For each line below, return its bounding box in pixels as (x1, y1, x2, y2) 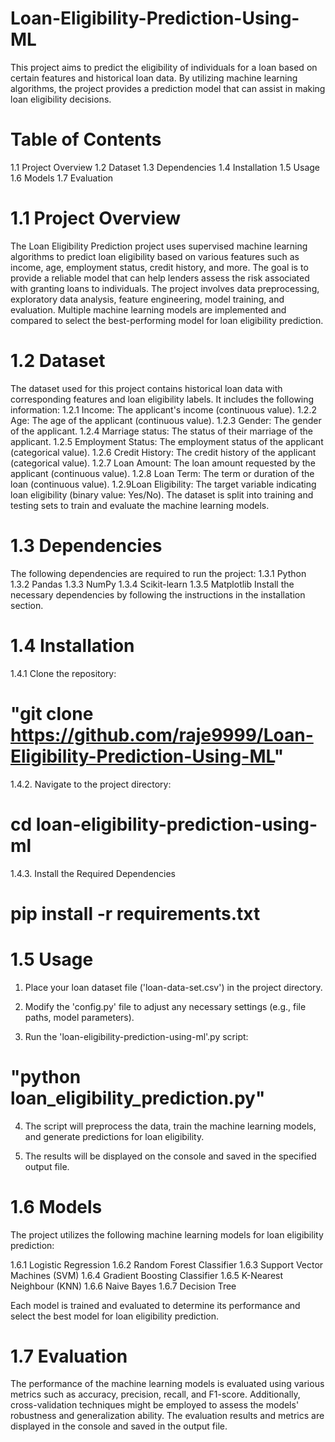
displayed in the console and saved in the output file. (10, 1420, 228, 1432)
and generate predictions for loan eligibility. (24, 1130, 205, 1142)
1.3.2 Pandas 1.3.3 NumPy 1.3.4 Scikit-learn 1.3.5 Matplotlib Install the (10, 578, 295, 590)
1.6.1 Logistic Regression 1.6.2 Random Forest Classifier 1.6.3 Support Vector (10, 1258, 324, 1271)
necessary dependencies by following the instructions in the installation (10, 588, 306, 601)
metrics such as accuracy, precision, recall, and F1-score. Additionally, (10, 1388, 301, 1401)
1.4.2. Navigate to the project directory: (10, 778, 172, 790)
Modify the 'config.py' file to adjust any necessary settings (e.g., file (24, 1000, 307, 1012)
